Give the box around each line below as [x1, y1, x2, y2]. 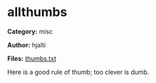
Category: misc [7, 27, 53, 36]
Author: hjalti [7, 40, 46, 49]
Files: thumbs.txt [7, 54, 57, 63]
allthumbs [7, 4, 67, 20]
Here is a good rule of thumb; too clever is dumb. [7, 68, 150, 76]
